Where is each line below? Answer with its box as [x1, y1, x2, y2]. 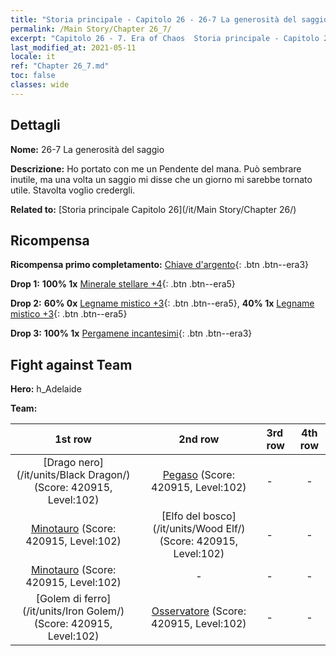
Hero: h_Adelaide [10, 383, 82, 395]
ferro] [83, 592, 112, 606]
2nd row [178, 432, 220, 446]
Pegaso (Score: [162, 468, 235, 482]
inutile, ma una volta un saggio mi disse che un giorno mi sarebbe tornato [10, 173, 313, 185]
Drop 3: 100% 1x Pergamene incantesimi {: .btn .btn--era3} [10, 327, 253, 340]
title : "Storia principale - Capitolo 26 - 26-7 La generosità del [10, 14, 298, 25]
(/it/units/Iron [22, 604, 85, 618]
